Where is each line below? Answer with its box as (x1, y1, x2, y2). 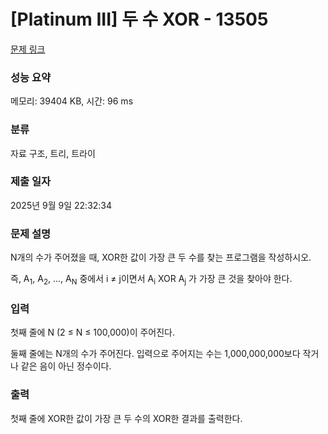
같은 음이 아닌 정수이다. (20, 360, 112, 372)
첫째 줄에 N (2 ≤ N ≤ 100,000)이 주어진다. (10, 326, 176, 339)
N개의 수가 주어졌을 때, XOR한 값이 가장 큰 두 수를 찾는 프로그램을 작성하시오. (10, 251, 312, 264)
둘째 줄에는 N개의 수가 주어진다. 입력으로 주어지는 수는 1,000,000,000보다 (10, 348, 301, 360)
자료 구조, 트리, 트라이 (10, 147, 96, 159)
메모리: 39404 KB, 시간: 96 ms (10, 95, 134, 107)
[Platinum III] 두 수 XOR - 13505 (10, 8, 269, 31)
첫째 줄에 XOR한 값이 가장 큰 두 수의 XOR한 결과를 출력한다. (10, 412, 243, 424)
